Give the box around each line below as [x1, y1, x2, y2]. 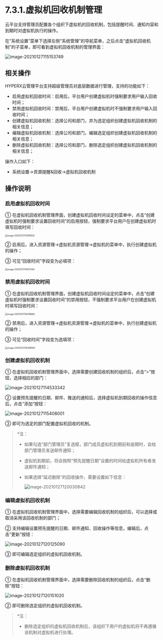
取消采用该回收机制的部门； [5, 515, 61, 521]
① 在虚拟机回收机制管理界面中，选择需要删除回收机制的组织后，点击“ [5, 577, 146, 583]
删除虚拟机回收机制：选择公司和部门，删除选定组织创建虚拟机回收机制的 [12, 142, 157, 148]
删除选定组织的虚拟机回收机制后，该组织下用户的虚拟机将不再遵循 [24, 623, 157, 629]
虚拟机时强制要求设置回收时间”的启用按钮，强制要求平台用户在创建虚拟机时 [5, 218, 157, 224]
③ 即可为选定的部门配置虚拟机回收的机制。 [5, 421, 93, 427]
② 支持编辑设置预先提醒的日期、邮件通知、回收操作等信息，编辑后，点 [5, 526, 149, 531]
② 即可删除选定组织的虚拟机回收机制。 [5, 602, 85, 608]
